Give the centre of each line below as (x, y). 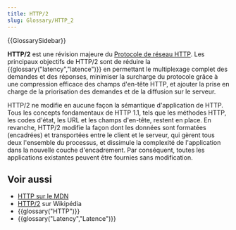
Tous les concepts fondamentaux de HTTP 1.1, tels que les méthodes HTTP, (117, 113)
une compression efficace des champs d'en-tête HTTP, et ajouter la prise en (118, 84)
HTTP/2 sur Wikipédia (50, 204)
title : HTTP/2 (28, 14)
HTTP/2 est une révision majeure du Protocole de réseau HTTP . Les (106, 54)
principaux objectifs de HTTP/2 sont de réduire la (79, 61)
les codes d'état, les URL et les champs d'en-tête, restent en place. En (109, 120)
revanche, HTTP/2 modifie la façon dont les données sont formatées (107, 127)
